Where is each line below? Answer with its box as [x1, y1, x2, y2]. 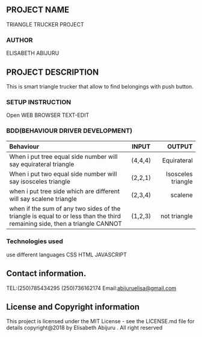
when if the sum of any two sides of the [9, 204, 121, 212]
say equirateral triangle [9, 159, 75, 168]
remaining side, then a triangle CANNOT [9, 219, 122, 227]
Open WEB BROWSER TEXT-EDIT [6, 111, 90, 119]
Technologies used [6, 237, 63, 246]
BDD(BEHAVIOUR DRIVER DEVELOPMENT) [6, 126, 133, 135]
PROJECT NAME [6, 5, 70, 15]
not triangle [160, 212, 193, 220]
